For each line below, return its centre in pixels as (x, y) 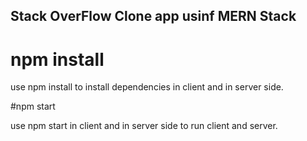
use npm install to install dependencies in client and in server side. (147, 87)
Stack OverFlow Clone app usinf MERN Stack (153, 16)
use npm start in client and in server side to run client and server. (144, 126)
